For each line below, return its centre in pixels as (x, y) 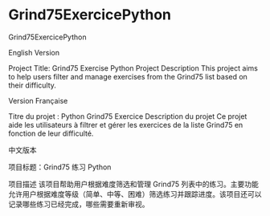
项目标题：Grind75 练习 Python (60, 167)
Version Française (38, 100)
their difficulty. (32, 85)
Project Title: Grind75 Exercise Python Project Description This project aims (133, 68)
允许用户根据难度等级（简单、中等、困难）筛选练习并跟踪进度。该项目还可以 (135, 194)
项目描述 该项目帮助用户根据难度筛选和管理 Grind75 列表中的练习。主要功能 (133, 184)
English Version (34, 52)
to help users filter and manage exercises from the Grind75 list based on (128, 76)
